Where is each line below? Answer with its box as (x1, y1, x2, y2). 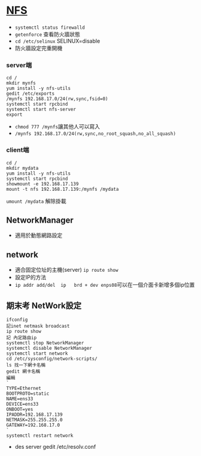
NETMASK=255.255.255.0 (6, 416, 63, 423)
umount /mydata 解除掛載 (6, 197, 67, 205)
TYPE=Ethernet (6, 385, 42, 391)
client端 (6, 146, 29, 154)
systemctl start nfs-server (6, 106, 77, 113)
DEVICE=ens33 (6, 401, 39, 407)
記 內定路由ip (6, 334, 37, 341)
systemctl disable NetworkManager (6, 345, 93, 351)
